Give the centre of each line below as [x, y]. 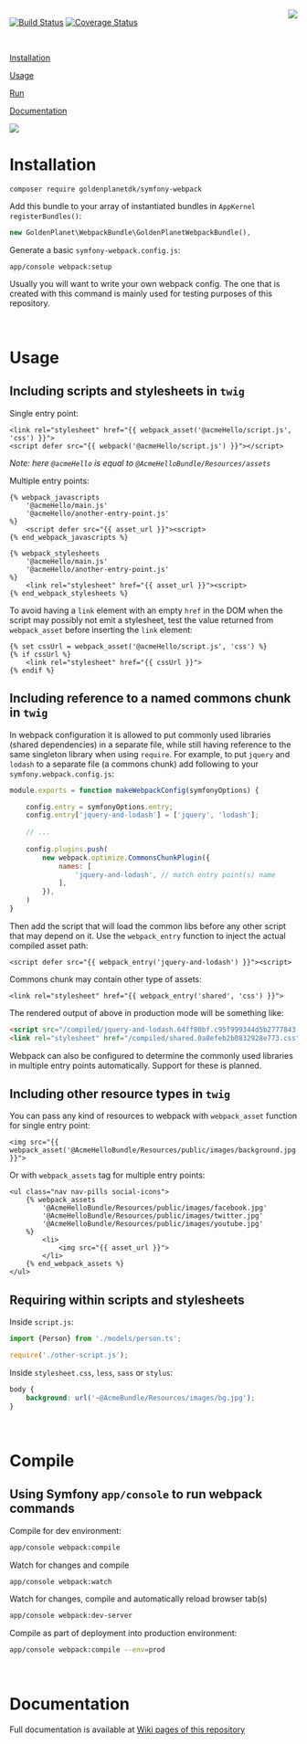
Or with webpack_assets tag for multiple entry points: [107, 1175]
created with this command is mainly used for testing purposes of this [141, 293]
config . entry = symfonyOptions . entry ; [100, 807]
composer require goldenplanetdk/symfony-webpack [106, 189]
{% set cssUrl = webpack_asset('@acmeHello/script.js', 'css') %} [138, 646]
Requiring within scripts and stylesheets [127, 1300]
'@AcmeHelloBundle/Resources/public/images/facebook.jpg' [155, 1208]
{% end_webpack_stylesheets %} [69, 593]
